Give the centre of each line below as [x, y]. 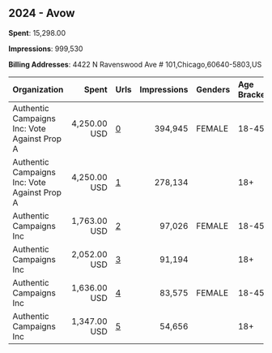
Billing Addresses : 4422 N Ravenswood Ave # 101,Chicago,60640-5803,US [135, 64]
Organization [38, 89]
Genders [213, 89]
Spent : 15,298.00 [37, 32]
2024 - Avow [42, 13]
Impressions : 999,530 [46, 49]
